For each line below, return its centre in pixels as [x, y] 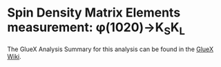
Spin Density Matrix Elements [94, 13]
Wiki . [15, 56]
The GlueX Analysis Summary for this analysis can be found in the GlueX [110, 49]
